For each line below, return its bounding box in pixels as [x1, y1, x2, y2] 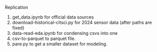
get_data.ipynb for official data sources [12, 14, 94, 20]
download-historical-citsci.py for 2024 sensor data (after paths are [12, 20, 152, 25]
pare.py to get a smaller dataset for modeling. [12, 41, 107, 47]
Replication [5, 5, 28, 10]
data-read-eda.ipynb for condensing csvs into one [12, 30, 117, 36]
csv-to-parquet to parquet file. [12, 35, 76, 41]
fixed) [12, 25, 25, 31]
